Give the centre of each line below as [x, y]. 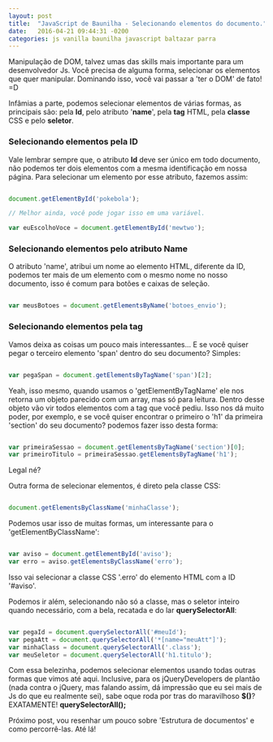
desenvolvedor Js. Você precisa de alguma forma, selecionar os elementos [134, 71]
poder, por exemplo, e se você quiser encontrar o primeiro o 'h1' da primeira [136, 416]
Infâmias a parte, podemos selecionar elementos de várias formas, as [125, 103]
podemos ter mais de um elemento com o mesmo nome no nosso [118, 275]
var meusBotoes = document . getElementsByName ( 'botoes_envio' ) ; [118, 306]
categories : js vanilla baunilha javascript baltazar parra [113, 39]
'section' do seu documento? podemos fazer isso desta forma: [113, 425]
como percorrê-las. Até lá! [52, 729]
